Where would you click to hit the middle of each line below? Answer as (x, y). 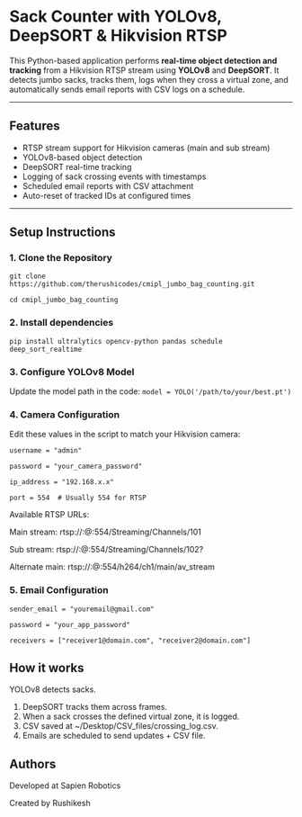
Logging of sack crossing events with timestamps (114, 176)
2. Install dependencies (62, 323)
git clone (28, 276)
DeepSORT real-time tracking (77, 166)
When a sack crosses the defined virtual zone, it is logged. (131, 716)
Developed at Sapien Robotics (65, 786)
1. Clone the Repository (61, 258)
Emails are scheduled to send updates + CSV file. (114, 736)
